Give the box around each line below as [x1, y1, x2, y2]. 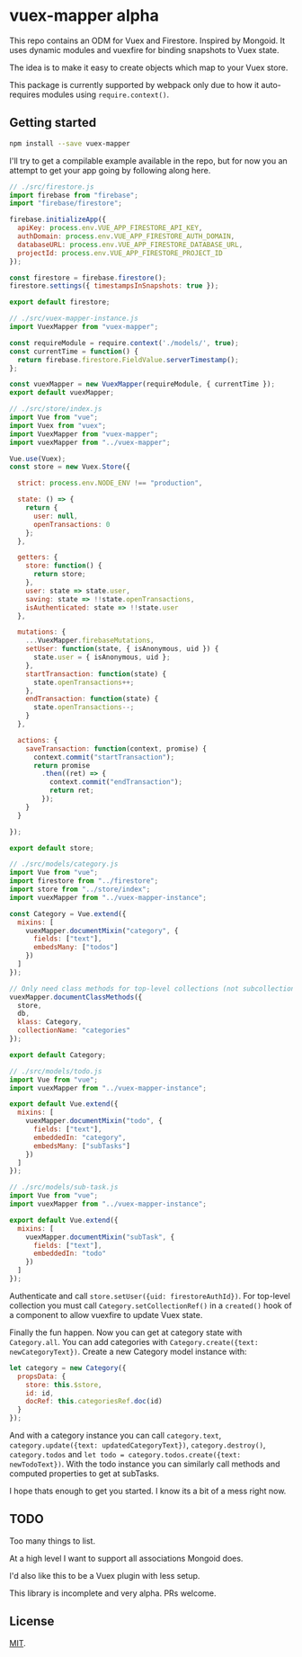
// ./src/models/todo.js [9, 1066, 102, 1075]
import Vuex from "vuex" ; [9, 421, 106, 430]
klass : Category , [17, 1018, 83, 1027]
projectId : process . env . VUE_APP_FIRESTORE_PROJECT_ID [17, 248, 223, 257]
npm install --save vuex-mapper [9, 138, 130, 148]
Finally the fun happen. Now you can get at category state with [9, 1327, 243, 1338]
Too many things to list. [9, 1535, 96, 1546]
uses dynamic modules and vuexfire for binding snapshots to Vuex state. [9, 44, 280, 55]
